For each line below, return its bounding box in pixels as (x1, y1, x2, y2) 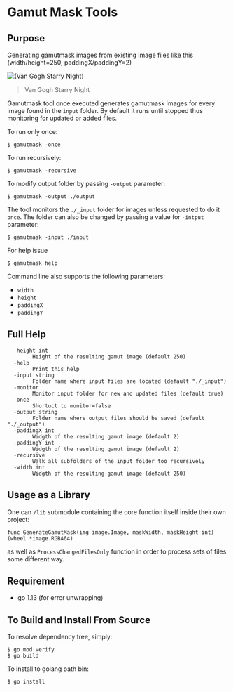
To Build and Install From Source (7, 614, 150, 626)
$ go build (7, 653, 39, 660)
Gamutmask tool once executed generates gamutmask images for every (7, 99, 216, 107)
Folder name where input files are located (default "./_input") (32, 377, 227, 385)
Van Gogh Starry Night (24, 86, 90, 93)
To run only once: (7, 128, 58, 136)
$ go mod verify (7, 646, 55, 653)
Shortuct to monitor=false (32, 402, 111, 410)
